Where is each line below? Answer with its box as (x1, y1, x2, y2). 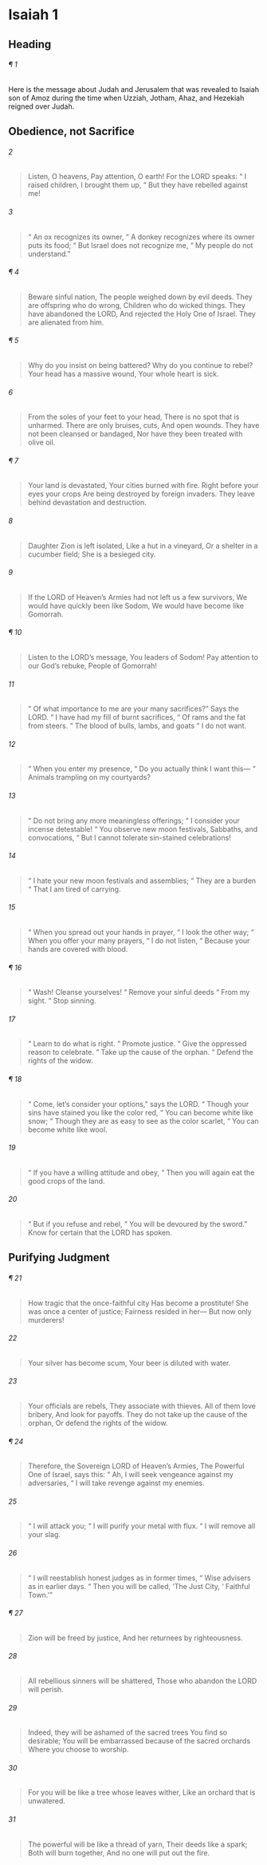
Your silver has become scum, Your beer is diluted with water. (27, 1358, 231, 1368)
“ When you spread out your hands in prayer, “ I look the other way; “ (27, 928, 254, 937)
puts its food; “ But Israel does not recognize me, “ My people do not (27, 240, 253, 250)
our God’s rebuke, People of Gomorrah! (27, 661, 157, 670)
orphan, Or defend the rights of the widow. (27, 1418, 168, 1428)
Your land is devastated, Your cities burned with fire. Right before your (27, 481, 259, 490)
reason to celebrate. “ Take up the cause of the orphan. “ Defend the (27, 1048, 253, 1057)
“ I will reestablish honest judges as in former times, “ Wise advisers (27, 1573, 251, 1583)
